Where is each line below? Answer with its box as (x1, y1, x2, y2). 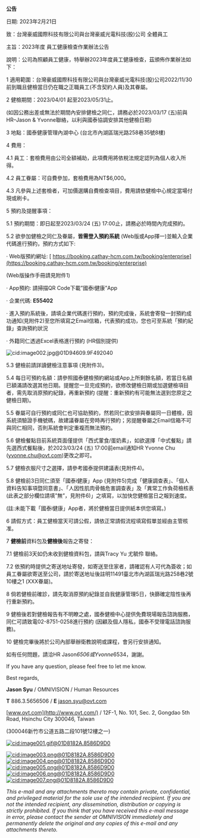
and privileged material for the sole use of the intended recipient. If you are (6, 794, 191, 801)
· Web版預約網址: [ (6, 253, 52, 259)
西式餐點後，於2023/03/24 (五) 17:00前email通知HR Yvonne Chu (16, 444, 176, 452)
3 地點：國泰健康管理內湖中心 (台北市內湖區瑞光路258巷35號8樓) (6, 129, 165, 136)
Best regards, (6, 675, 39, 681)
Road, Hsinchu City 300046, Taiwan (6, 715, 95, 722)
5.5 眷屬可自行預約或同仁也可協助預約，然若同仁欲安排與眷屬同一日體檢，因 (6, 409, 193, 416)
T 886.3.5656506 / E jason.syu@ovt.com (6, 697, 107, 704)
